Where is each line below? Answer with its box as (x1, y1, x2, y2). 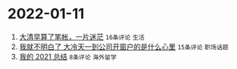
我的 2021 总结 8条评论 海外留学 (18, 52, 117, 61)
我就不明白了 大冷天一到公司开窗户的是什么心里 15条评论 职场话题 (18, 41, 229, 52)
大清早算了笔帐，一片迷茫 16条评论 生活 (18, 32, 145, 41)
